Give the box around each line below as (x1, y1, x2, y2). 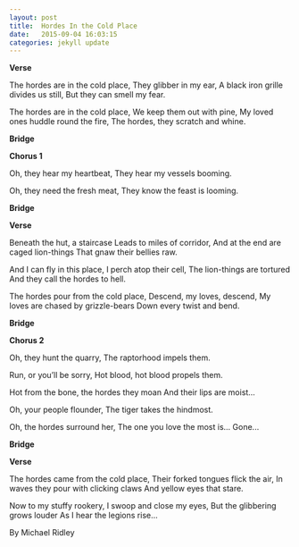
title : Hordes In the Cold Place (9, 21, 138, 30)
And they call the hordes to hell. (9, 273, 127, 284)
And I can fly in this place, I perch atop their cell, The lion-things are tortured (9, 265, 291, 275)
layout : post (9, 13, 58, 22)
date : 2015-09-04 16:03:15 (9, 29, 118, 38)
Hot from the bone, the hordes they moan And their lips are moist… (9, 387, 256, 398)
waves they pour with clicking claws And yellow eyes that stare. (9, 484, 244, 494)
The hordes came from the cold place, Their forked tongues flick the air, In (9, 474, 283, 484)
